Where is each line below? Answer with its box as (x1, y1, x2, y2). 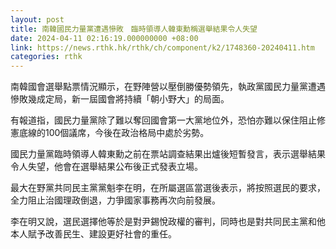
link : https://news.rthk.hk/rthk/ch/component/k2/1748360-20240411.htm (10, 42, 315, 53)
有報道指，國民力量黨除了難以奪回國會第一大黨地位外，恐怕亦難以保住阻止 (10, 114, 317, 126)
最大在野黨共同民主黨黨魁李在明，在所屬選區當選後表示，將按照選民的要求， (10, 182, 326, 194)
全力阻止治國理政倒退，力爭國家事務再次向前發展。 (10, 194, 221, 206)
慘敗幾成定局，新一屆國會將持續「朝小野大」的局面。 (10, 93, 230, 105)
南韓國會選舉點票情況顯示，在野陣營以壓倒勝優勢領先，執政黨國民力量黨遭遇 (10, 81, 326, 93)
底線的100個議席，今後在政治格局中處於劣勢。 (18, 127, 210, 139)
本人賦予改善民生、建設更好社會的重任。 (10, 228, 177, 240)
